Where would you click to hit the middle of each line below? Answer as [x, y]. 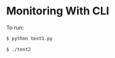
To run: [15, 28]
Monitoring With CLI [58, 11]
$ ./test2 [19, 49]
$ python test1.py [29, 38]
